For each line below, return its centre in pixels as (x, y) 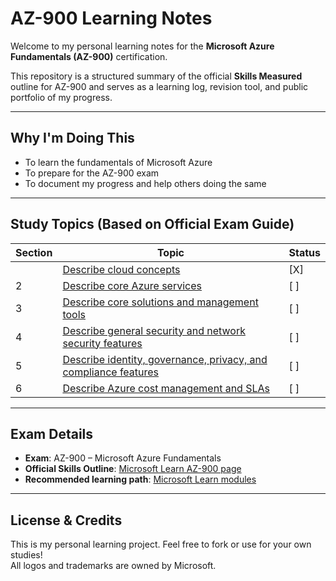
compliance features (111, 372)
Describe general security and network (154, 330)
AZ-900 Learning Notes (111, 18)
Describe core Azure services (132, 285)
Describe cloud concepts (121, 269)
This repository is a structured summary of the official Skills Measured (156, 76)
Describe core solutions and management (160, 302)
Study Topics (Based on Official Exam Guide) (152, 224)
